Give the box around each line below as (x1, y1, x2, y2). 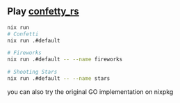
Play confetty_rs (7, 6, 80, 17)
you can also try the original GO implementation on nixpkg (7, 87, 174, 96)
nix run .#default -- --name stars (7, 75, 111, 82)
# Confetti (7, 31, 39, 38)
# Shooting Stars (7, 69, 58, 76)
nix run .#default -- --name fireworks (7, 56, 123, 63)
